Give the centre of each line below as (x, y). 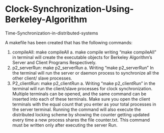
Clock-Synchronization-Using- (69, 9)
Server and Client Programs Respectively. (54, 62)
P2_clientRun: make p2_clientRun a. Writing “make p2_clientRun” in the (84, 83)
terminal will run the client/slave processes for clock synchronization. (82, 88)
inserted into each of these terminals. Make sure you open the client (81, 99)
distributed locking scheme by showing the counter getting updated (81, 114)
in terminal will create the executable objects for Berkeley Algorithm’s (82, 57)
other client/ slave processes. (42, 78)
